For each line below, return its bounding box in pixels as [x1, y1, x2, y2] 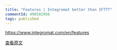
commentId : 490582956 [5, 12, 50, 17]
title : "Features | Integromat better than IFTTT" [5, 7, 113, 12]
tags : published [5, 16, 39, 21]
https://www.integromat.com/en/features [5, 30, 90, 36]
